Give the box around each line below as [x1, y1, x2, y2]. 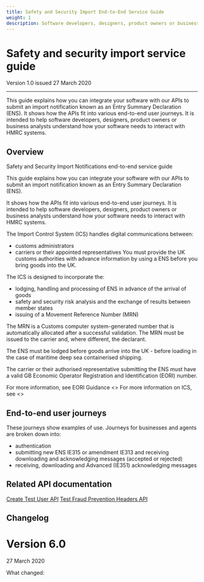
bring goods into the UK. [15, 262, 77, 269]
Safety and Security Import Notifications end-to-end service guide [6, 163, 173, 170]
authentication [15, 442, 52, 450]
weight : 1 [6, 15, 32, 21]
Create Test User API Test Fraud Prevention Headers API [6, 495, 148, 502]
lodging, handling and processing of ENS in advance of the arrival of [15, 285, 187, 292]
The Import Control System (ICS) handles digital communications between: [6, 230, 194, 238]
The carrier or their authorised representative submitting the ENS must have [6, 366, 196, 373]
